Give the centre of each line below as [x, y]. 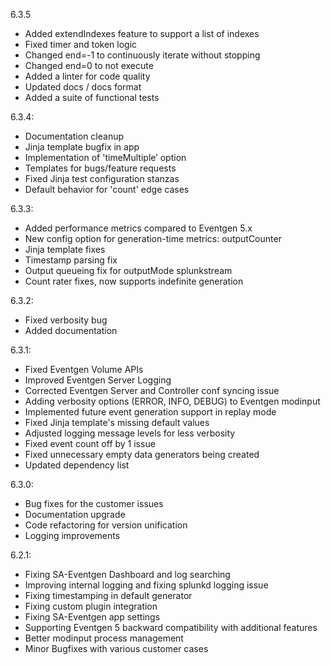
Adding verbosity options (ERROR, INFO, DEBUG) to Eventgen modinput [172, 401]
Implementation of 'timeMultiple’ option [105, 157]
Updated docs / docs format [83, 87]
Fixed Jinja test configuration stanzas [102, 178]
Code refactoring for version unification [106, 525]
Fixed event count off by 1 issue [90, 443]
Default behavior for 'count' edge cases [107, 189]
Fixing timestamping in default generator [108, 595]
